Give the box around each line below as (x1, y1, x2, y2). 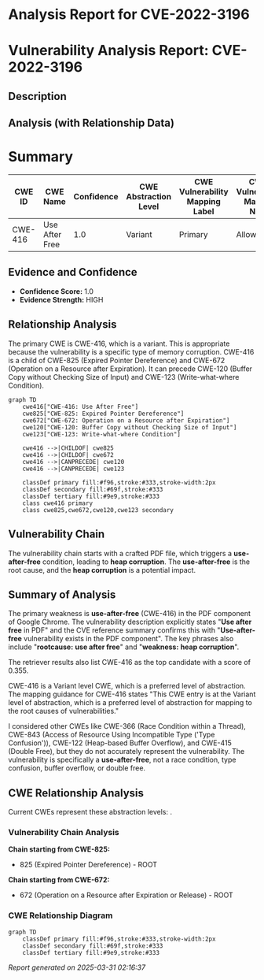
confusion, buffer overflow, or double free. (8, 763, 146, 773)
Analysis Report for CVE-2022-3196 (8, 6, 250, 24)
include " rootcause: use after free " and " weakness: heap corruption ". (8, 642, 240, 651)
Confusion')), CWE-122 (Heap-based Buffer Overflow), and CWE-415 (8, 738, 232, 748)
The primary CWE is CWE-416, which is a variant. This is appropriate (8, 339, 230, 348)
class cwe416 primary (22, 499, 93, 507)
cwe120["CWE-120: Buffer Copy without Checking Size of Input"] (22, 423, 237, 431)
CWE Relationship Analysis (8, 786, 144, 800)
